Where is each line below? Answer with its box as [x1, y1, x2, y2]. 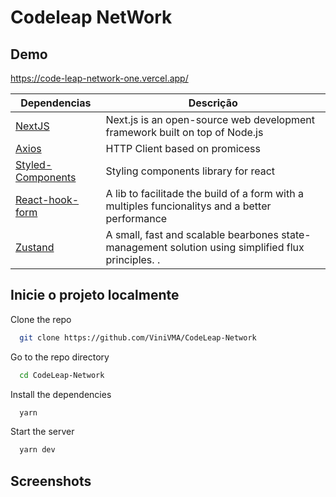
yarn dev [19, 445, 56, 455]
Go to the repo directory [10, 351, 110, 363]
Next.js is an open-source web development [105, 113, 316, 126]
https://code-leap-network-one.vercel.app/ [10, 72, 189, 84]
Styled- [15, 158, 53, 171]
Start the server [10, 426, 75, 438]
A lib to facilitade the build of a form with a [105, 187, 304, 200]
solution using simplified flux [169, 241, 305, 254]
